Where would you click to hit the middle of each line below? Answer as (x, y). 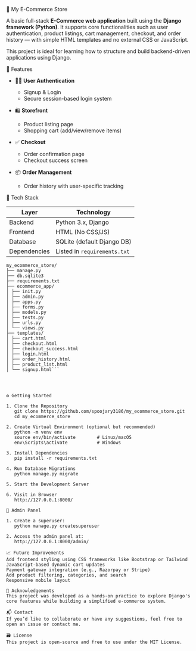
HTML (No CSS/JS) (83, 232)
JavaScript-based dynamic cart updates (56, 565)
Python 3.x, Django (82, 222)
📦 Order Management (43, 172)
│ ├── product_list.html (37, 365)
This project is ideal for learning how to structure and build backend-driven (98, 51)
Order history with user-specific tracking (74, 186)
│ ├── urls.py (24, 323)
